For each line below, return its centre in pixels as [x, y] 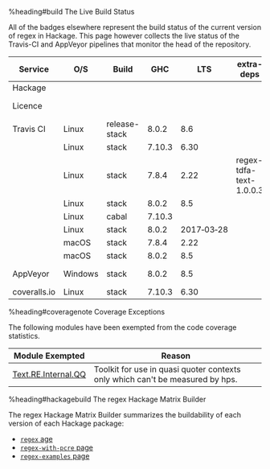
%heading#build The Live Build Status [72, 12]
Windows [81, 274]
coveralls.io [34, 292]
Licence [27, 106]
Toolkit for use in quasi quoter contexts [167, 369]
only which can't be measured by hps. [166, 379]
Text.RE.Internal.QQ [49, 374]
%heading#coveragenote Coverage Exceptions [87, 312]
